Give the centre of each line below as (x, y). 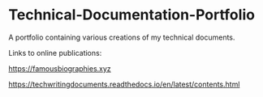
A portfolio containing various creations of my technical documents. (122, 37)
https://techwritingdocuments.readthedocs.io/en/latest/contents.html (124, 84)
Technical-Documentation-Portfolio (132, 15)
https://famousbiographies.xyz (60, 68)
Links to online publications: (55, 53)
